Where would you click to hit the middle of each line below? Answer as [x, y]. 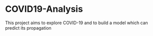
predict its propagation [28, 28]
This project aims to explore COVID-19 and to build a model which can [77, 23]
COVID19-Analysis [44, 9]
